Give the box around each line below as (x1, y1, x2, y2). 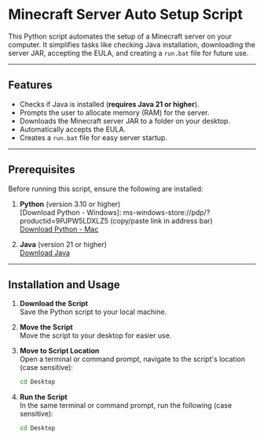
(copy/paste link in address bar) (109, 216, 214, 225)
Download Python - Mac (19, 224, 99, 234)
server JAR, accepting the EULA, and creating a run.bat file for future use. (8, 48, 249, 57)
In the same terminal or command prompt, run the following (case (19, 401, 233, 410)
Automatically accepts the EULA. (19, 124, 126, 134)
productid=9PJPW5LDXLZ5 (19, 216, 108, 225)
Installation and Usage (8, 278, 120, 291)
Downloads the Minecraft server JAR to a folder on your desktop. (19, 116, 230, 125)
